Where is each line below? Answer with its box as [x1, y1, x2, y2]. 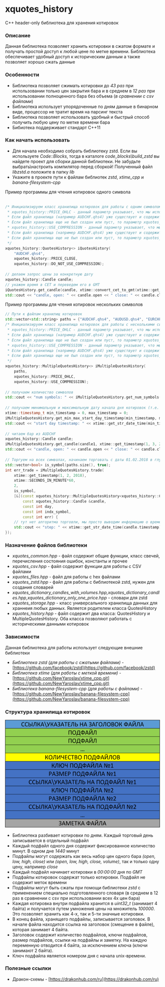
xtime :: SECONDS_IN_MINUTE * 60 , [14, 478, 76, 483]
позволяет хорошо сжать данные [5, 59, 75, 65]
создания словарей [12, 584, 54, 590]
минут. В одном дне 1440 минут [12, 848, 80, 854]
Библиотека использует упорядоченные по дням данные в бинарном [12, 104, 159, 109]
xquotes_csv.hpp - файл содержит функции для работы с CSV [12, 564, 141, 569]
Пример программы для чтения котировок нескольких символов [5, 302, 143, 308]
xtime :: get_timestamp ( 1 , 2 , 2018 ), [14, 473, 87, 478]
